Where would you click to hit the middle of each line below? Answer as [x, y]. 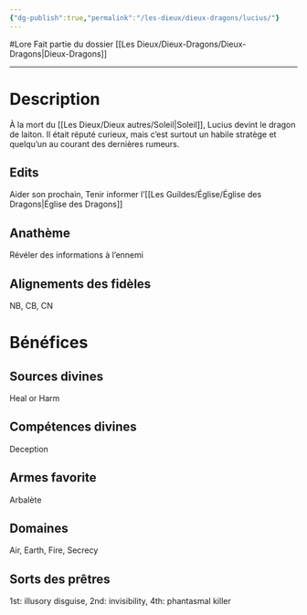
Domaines [39, 529]
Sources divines [56, 376]
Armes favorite [53, 477]
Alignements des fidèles [80, 284]
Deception [29, 449]
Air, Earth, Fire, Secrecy [54, 550]
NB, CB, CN [31, 306]
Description [55, 99]
